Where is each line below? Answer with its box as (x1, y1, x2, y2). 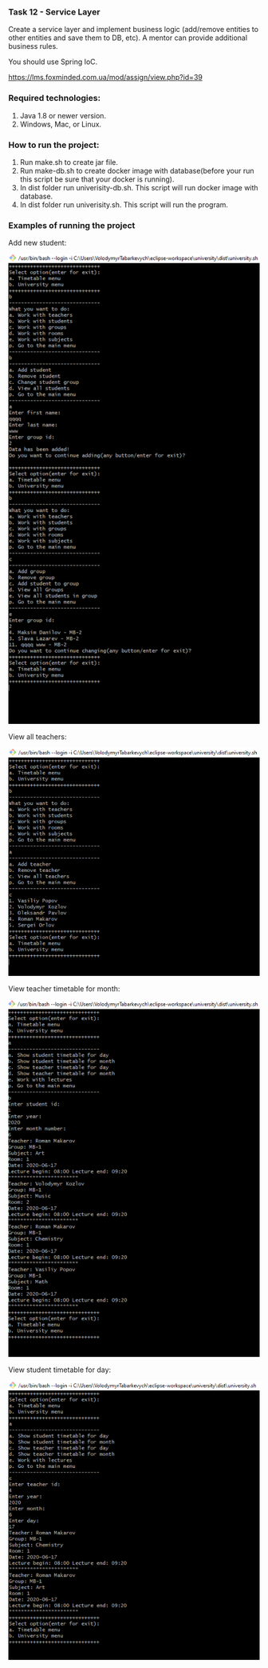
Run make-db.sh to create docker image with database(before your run (19, 166, 254, 175)
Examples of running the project (8, 219, 136, 230)
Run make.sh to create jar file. (19, 157, 118, 166)
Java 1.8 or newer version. (19, 110, 106, 120)
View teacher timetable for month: (8, 983, 120, 994)
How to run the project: (8, 139, 100, 150)
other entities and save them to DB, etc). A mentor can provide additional (8, 33, 248, 42)
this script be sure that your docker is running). (19, 174, 175, 184)
